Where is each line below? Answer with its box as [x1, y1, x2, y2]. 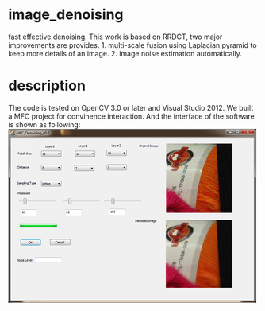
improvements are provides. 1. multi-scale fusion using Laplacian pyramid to [8, 40, 257, 49]
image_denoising [8, 6, 125, 24]
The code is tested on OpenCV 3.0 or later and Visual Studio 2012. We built [8, 103, 254, 112]
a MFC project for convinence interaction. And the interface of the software [8, 111, 255, 121]
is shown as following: [8, 119, 81, 129]
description [8, 77, 86, 95]
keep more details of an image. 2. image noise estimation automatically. [8, 49, 242, 58]
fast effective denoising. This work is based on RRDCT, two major [8, 32, 223, 41]
